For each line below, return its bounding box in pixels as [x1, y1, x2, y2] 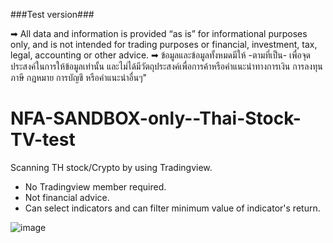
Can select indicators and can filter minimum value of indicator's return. [24, 202, 321, 214]
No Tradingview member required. [24, 180, 167, 193]
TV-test [10, 129, 76, 151]
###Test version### [10, 9, 95, 20]
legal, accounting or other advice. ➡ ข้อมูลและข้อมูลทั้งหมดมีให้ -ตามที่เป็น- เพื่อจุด [10, 49, 312, 61]
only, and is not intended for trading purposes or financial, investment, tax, [10, 39, 318, 50]
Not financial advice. [24, 191, 110, 203]
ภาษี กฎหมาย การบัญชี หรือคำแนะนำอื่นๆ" [10, 72, 148, 83]
